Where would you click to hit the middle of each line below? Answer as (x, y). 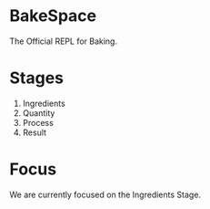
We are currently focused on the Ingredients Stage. (105, 194)
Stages (37, 78)
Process (38, 122)
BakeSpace (53, 16)
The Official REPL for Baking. (64, 41)
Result (35, 132)
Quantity (39, 113)
